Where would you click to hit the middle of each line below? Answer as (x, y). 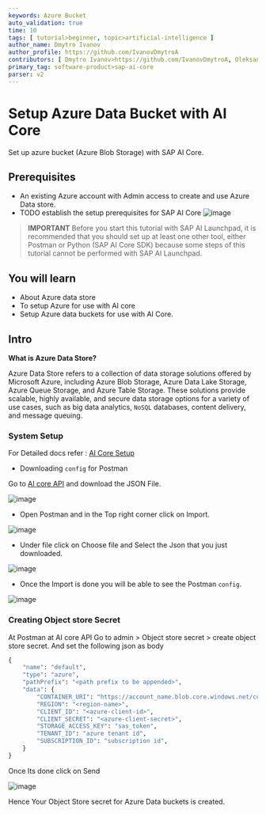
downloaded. (41, 554)
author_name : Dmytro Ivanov (55, 45)
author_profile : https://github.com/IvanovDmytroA (93, 52)
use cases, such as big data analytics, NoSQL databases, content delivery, (127, 407)
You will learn (42, 278)
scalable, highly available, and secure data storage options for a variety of (129, 399)
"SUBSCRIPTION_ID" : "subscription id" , (103, 741)
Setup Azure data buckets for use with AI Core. (97, 314)
